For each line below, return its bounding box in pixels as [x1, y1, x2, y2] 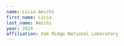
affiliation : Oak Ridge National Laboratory [6, 31, 119, 37]
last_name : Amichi [6, 20, 52, 26]
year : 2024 [6, 25, 33, 32]
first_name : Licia [6, 14, 52, 20]
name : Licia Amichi [6, 8, 55, 15]
